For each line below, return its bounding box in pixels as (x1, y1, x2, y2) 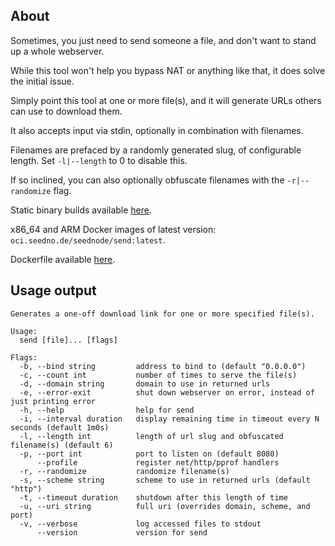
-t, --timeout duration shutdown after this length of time (19, 492, 288, 503)
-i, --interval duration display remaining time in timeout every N (19, 414, 320, 424)
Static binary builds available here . (10, 204, 153, 216)
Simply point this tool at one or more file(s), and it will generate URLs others (10, 94, 322, 106)
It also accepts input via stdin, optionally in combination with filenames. (10, 124, 304, 136)
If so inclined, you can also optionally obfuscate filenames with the (10, 174, 285, 186)
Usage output (10, 282, 97, 299)
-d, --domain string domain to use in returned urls (19, 379, 271, 389)
